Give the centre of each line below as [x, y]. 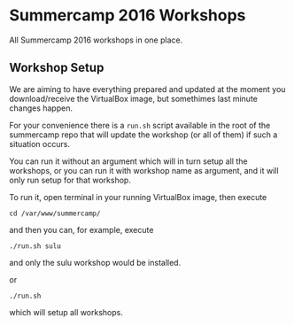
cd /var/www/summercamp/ [55, 213]
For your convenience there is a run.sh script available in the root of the [140, 125]
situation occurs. [40, 144]
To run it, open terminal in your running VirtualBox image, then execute [138, 197]
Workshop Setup [57, 68]
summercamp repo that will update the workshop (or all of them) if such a [143, 135]
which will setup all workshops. [66, 312]
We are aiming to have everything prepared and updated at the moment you [147, 89]
